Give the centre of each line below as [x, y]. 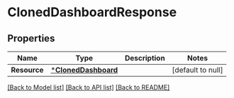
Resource [27, 70]
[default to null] [197, 70]
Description [145, 58]
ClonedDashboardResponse [92, 12]
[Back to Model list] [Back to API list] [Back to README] [89, 87]
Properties [31, 38]
